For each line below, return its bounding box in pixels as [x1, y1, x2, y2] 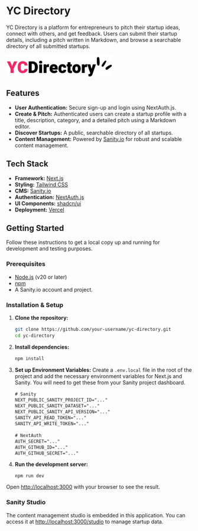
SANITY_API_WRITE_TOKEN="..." [14, 420, 90, 427]
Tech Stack [6, 159, 48, 169]
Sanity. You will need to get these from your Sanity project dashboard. [14, 379, 186, 386]
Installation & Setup [6, 301, 64, 309]
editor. [14, 123, 31, 130]
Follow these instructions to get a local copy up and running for [6, 239, 160, 246]
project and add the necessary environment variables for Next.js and [14, 372, 182, 379]
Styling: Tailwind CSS [14, 181, 69, 188]
